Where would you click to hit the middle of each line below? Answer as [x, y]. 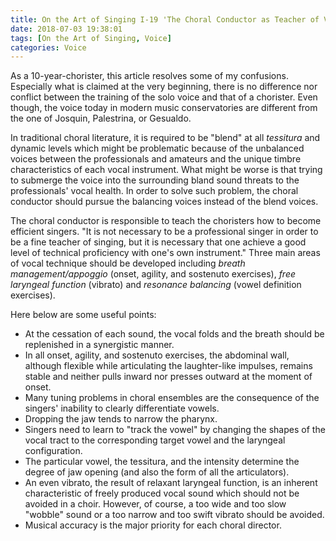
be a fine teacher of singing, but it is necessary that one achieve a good [158, 242]
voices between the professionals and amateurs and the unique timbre [156, 159]
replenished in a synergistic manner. [99, 345]
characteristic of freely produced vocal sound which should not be [162, 493]
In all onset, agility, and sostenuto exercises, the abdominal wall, [157, 355]
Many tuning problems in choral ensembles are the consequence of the [172, 398]
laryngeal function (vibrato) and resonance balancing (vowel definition [156, 285]
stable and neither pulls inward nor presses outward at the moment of [168, 377]
